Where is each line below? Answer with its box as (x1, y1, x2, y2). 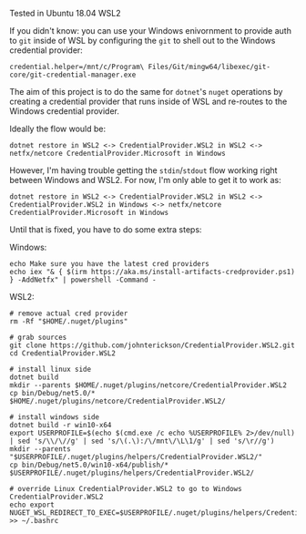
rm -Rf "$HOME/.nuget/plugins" (9, 317, 128, 326)
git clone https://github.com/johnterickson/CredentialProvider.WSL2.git (9, 341, 296, 350)
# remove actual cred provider (9, 309, 128, 318)
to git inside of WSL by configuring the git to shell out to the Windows (9, 36, 276, 46)
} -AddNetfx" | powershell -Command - (9, 275, 157, 284)
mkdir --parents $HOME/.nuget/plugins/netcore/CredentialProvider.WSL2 (9, 381, 287, 390)
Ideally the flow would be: (9, 123, 107, 134)
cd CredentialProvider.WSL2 (9, 349, 117, 358)
